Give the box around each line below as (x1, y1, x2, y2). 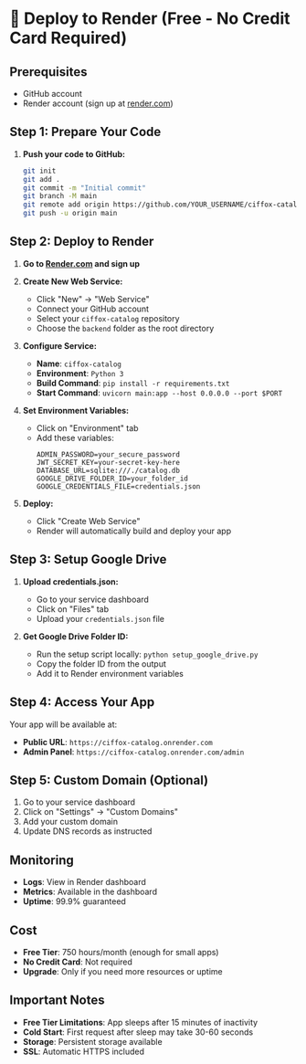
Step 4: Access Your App (9, 694, 155, 711)
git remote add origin (22, 200, 110, 209)
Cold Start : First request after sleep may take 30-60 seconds (22, 1027, 254, 1038)
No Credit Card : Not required (22, 956, 132, 967)
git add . (22, 174, 61, 184)
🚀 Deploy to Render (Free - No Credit (9, 8, 290, 29)
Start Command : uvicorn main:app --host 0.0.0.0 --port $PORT (36, 387, 283, 398)
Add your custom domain (22, 816, 119, 827)
